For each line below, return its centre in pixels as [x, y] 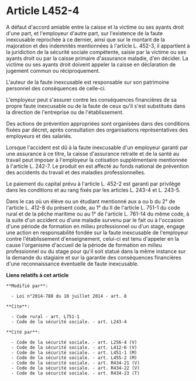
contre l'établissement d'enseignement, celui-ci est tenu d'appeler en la [93, 238]
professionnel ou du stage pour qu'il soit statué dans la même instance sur [96, 251]
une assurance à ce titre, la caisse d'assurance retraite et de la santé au [93, 153]
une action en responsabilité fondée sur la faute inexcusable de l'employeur [97, 232]
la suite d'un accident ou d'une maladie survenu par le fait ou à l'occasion [95, 220]
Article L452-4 [43, 11]
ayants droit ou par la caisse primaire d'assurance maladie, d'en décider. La [97, 58]
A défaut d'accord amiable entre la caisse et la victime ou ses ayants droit [95, 27]
